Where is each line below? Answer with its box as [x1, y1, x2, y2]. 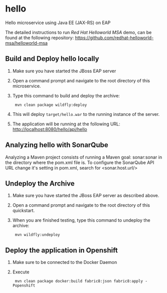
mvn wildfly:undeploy [15, 232, 60, 237]
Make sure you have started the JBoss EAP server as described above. [12, 193, 159, 199]
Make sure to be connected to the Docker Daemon [12, 259, 117, 265]
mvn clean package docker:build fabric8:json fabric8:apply [15, 279, 143, 284]
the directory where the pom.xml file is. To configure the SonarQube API [5, 159, 154, 166]
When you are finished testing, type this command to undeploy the [12, 217, 150, 223]
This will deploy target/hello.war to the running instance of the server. [12, 111, 160, 117]
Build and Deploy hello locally [5, 55, 99, 63]
